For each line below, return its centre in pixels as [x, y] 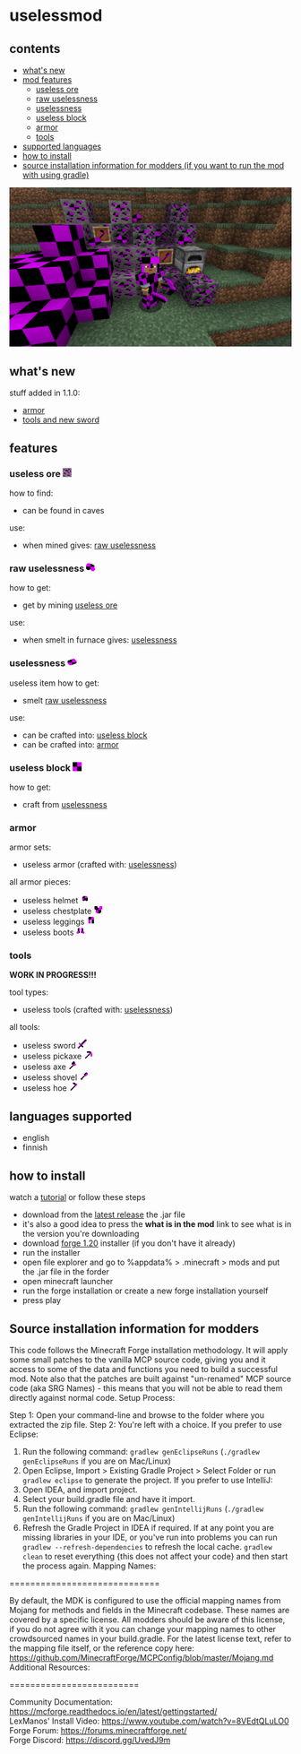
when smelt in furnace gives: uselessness [99, 640]
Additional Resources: [50, 1667]
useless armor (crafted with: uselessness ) [99, 865]
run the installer [51, 1253]
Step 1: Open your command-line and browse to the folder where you [137, 1415]
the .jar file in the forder [66, 1272]
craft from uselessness [64, 804]
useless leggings [53, 922]
